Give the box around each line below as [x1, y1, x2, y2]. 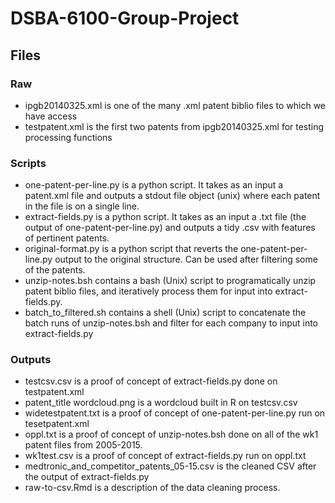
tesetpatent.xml [24, 418, 90, 430]
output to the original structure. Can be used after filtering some [54, 253, 318, 266]
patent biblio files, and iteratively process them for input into [24, 285, 273, 297]
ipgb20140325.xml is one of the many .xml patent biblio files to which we [24, 99, 327, 111]
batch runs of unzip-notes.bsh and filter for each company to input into [24, 317, 319, 329]
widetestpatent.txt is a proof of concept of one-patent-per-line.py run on [24, 407, 326, 419]
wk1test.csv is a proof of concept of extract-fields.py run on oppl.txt [24, 450, 307, 462]
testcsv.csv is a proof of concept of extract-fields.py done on [24, 375, 278, 387]
